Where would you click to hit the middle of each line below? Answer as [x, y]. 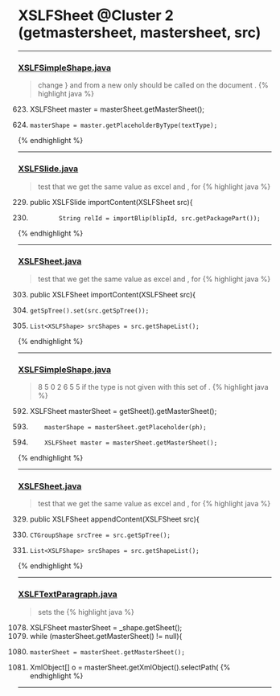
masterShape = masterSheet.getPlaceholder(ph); [126, 428]
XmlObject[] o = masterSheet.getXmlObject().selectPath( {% [130, 667]
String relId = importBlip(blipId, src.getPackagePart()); [160, 218]
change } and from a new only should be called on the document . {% [153, 85]
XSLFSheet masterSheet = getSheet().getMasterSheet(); [123, 411]
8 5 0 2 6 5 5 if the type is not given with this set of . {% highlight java [153, 387]
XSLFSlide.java [48, 169]
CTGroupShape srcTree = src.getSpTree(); [100, 536]
